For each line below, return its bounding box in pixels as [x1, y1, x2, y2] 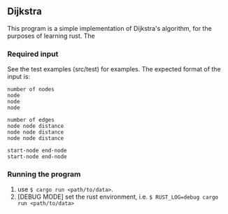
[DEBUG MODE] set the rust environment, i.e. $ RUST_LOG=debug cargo [17, 192, 219, 201]
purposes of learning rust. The [7, 31, 96, 40]
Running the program [7, 169, 81, 179]
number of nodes [7, 86, 55, 93]
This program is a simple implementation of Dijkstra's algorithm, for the [7, 24, 212, 32]
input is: [7, 73, 30, 81]
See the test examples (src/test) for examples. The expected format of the [7, 65, 222, 73]
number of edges [7, 117, 55, 124]
